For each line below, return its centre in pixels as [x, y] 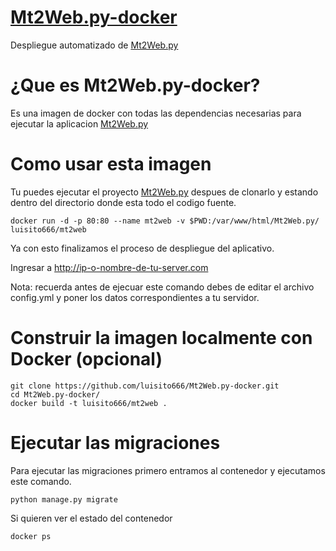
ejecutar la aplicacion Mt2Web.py [79, 123]
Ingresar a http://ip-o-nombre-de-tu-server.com [109, 267]
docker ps [31, 536]
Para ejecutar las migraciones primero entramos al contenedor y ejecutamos [168, 470]
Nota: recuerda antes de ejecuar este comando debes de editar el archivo [162, 287]
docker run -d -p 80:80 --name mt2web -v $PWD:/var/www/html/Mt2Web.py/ [165, 221]
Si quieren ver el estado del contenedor [91, 518]
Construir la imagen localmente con [161, 338]
